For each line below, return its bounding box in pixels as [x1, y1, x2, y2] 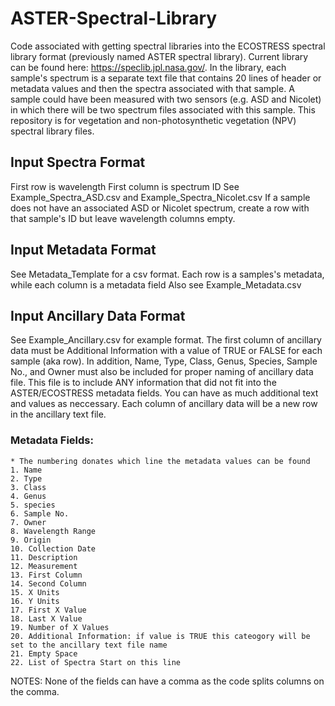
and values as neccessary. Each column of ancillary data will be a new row [10, 398, 318, 410]
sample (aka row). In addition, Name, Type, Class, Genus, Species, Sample [10, 355, 318, 367]
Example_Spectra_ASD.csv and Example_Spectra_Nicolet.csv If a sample [10, 191, 311, 203]
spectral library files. [10, 125, 95, 137]
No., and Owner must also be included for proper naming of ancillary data [10, 366, 314, 378]
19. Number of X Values [10, 622, 110, 632]
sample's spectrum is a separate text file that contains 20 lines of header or [10, 72, 322, 84]
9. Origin [10, 535, 52, 545]
